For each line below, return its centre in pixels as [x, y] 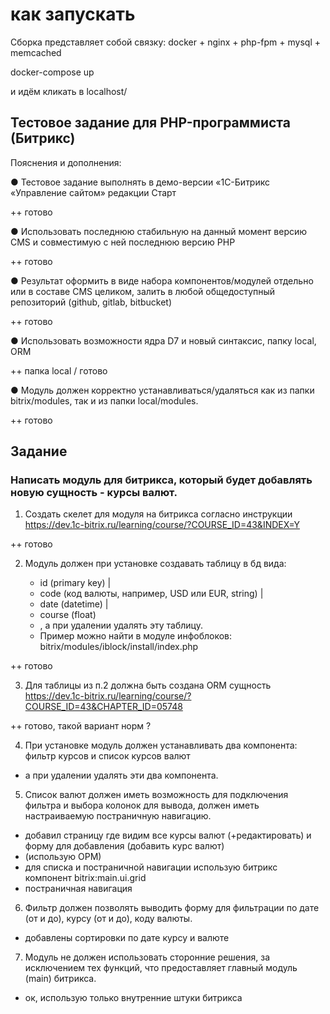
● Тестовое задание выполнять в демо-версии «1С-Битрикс [140, 182]
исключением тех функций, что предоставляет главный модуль [161, 968]
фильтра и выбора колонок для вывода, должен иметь [142, 805]
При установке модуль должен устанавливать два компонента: [161, 745]
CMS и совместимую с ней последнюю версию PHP [123, 242]
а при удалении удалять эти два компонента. [121, 775]
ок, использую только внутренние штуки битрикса [133, 998]
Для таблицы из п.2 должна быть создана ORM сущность [148, 685]
